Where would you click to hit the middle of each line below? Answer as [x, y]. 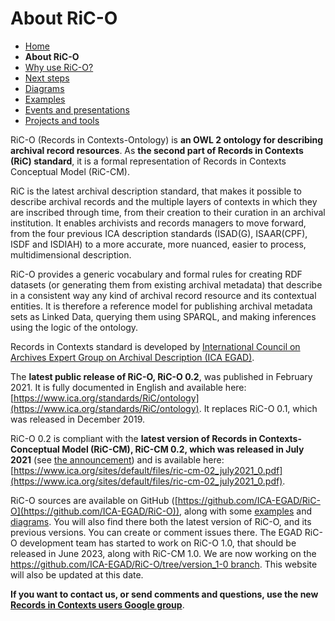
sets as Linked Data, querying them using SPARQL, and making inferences [163, 316]
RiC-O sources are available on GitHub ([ [94, 500]
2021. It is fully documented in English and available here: [128, 387]
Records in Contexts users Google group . [97, 604]
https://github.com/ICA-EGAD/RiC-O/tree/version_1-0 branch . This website [164, 564]
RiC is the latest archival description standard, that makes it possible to [156, 191]
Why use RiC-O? [59, 67]
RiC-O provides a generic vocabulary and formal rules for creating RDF [156, 274]
